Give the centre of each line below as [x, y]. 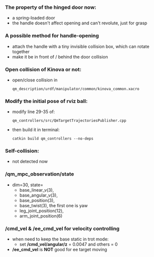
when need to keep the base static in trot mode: [60, 239]
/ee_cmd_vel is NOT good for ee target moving [60, 250]
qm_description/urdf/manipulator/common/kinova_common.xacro [76, 89]
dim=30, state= [28, 185]
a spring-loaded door [33, 18]
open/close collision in [35, 80]
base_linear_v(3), [37, 190]
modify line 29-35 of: [33, 112]
